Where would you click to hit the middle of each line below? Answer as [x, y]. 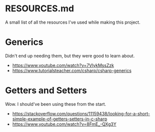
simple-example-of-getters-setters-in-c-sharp [60, 119]
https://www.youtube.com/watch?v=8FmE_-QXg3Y [64, 124]
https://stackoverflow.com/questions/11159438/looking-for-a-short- [81, 113]
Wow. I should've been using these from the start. [56, 104]
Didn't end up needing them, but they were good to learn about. [70, 56]
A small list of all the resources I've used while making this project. [73, 22]
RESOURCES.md [39, 9]
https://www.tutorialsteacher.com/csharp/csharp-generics [72, 70]
